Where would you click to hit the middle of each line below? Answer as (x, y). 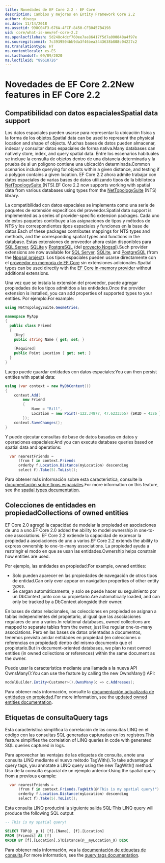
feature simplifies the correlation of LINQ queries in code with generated (78, 740)
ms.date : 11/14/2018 (26, 23)
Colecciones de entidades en (51, 505)
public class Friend (30, 325)
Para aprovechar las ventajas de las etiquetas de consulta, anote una (75, 755)
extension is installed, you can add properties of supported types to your (79, 293)
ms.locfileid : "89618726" (31, 60)
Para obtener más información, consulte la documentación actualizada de (80, 691)
